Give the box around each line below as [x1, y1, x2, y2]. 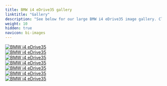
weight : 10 [5, 21, 28, 26]
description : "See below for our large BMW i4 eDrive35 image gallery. [5, 16, 157, 21]
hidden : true [5, 26, 32, 31]
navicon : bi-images [5, 30, 46, 35]
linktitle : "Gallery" [5, 12, 50, 17]
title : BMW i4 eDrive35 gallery [5, 7, 72, 12]
